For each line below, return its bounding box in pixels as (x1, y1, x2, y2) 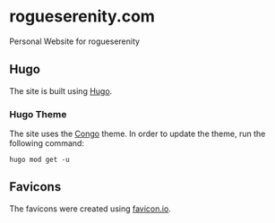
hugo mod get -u (9, 155, 70, 165)
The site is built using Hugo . (9, 85, 113, 96)
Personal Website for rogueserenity (9, 36, 141, 47)
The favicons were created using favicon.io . (9, 203, 172, 214)
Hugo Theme (9, 107, 67, 120)
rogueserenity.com (9, 6, 155, 27)
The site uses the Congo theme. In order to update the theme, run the (9, 128, 266, 140)
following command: (9, 138, 85, 149)
